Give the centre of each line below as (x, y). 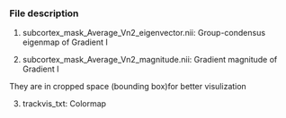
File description (44, 13)
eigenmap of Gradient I (65, 42)
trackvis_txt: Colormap (64, 104)
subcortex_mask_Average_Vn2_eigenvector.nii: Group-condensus (144, 33)
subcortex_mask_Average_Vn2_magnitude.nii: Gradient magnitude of (150, 60)
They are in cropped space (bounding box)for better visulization (128, 87)
